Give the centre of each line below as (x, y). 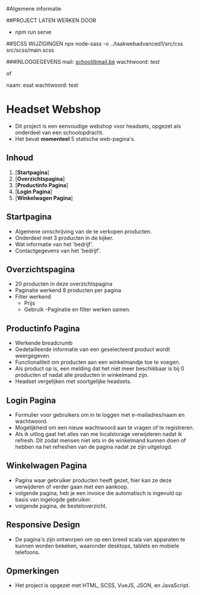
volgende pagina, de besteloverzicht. (61, 506)
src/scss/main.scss (30, 50)
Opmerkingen (33, 571)
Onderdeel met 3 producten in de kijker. (64, 238)
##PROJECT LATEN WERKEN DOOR (51, 20)
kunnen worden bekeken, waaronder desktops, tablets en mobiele (97, 546)
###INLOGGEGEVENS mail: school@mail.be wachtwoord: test (83, 62)
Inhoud (20, 158)
